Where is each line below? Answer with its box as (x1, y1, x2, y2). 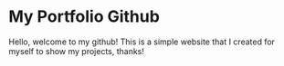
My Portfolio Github (8, 6, 161, 27)
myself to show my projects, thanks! (8, 45, 145, 56)
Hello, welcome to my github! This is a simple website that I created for (8, 36, 276, 47)
